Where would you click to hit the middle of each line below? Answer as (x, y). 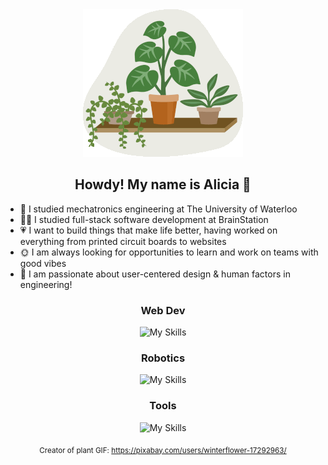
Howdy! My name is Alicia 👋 (163, 184)
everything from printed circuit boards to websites (123, 241)
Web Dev (163, 310)
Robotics (163, 358)
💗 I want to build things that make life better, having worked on (148, 230)
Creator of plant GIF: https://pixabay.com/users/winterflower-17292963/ (163, 450)
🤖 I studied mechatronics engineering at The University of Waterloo (158, 209)
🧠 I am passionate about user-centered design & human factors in (155, 274)
